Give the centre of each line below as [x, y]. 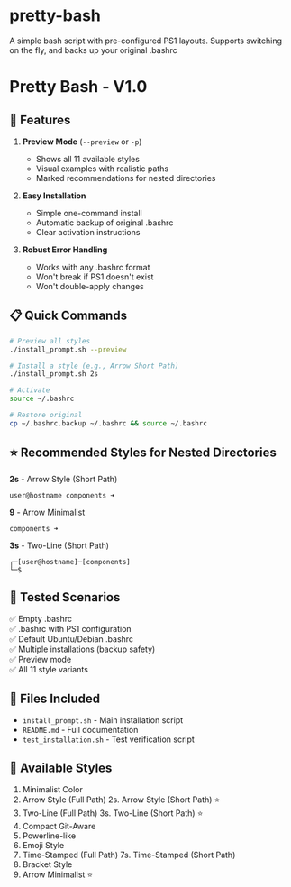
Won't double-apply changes [90, 286]
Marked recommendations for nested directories [126, 178]
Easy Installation [54, 196]
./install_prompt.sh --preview [68, 349]
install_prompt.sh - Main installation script [103, 720]
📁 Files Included [55, 698]
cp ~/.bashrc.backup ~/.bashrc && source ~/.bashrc [108, 423]
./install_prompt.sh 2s [54, 374]
